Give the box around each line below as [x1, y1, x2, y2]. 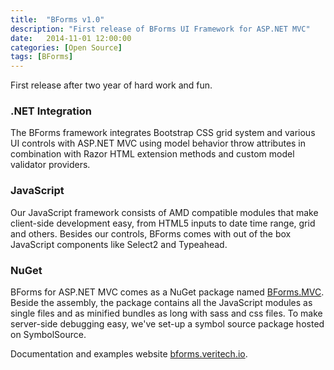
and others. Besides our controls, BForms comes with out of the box [10, 227, 292, 240]
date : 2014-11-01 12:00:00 [10, 33, 132, 43]
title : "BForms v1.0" [10, 14, 105, 25]
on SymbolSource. [10, 329, 87, 341]
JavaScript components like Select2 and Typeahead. [10, 238, 228, 250]
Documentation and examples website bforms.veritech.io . [10, 348, 248, 360]
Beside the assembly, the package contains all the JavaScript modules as [10, 297, 313, 309]
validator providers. [10, 159, 91, 171]
